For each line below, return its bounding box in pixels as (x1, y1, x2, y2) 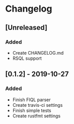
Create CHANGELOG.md (12, 50, 64, 56)
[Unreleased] (5, 23, 48, 32)
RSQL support (12, 55, 42, 61)
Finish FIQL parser (12, 97, 51, 103)
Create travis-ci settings (12, 102, 63, 108)
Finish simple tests (12, 107, 51, 113)
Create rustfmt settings (12, 112, 61, 119)
